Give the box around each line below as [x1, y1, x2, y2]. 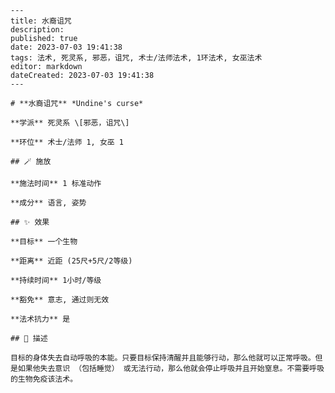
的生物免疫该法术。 [10, 374, 78, 384]
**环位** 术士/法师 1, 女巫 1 [10, 137, 125, 147]
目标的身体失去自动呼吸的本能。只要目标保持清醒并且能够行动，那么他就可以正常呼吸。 [10, 353, 316, 363]
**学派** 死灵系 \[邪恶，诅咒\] [10, 118, 130, 128]
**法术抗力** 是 [10, 314, 71, 324]
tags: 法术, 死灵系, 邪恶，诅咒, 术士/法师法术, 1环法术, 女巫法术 [10, 53, 263, 63]
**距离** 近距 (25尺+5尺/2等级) [10, 256, 133, 266]
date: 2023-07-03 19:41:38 [10, 42, 123, 52]
